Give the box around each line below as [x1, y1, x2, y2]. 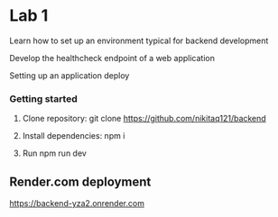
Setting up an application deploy [9, 69, 130, 81]
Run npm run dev [22, 148, 88, 158]
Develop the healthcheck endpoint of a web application [9, 52, 215, 63]
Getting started [9, 92, 79, 104]
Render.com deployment [9, 174, 152, 189]
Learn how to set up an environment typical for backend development [9, 35, 269, 46]
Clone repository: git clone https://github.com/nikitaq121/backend [22, 113, 266, 124]
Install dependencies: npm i [22, 131, 125, 141]
